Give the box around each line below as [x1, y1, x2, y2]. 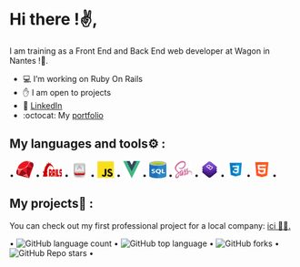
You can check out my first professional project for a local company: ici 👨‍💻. [9, 220, 291, 231]
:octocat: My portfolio [22, 109, 105, 120]
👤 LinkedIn [22, 99, 63, 111]
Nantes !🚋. [9, 55, 48, 66]
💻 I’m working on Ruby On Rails [22, 73, 144, 84]
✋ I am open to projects [22, 87, 112, 98]
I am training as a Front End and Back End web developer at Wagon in [9, 45, 271, 56]
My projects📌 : [9, 196, 94, 211]
